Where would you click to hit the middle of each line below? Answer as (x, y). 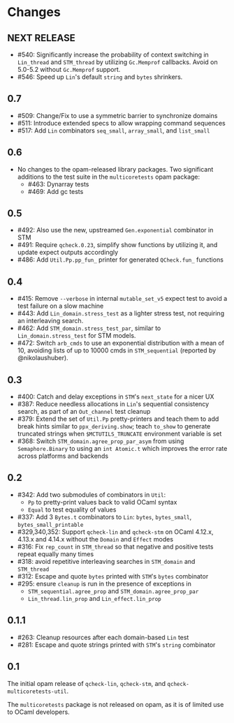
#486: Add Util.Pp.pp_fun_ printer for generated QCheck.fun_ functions (120, 260)
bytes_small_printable (50, 525)
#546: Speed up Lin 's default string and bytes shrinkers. (100, 77)
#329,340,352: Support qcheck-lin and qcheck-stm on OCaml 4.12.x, (115, 532)
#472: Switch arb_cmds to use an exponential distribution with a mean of (121, 343)
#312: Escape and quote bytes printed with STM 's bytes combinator (113, 576)
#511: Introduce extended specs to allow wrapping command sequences (121, 123)
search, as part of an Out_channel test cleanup (84, 412)
